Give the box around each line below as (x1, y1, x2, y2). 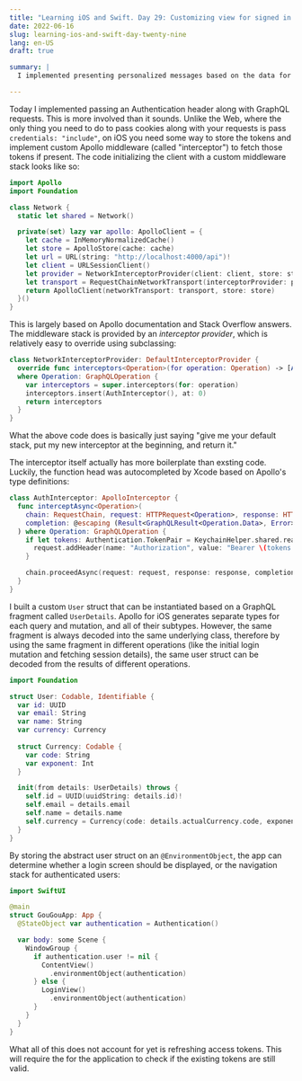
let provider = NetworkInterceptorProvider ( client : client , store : (25, 269, 283, 279)
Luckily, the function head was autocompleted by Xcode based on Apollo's (9, 466, 287, 477)
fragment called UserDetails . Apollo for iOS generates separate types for (9, 610, 280, 621)
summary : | (9, 63, 50, 72)
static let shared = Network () (17, 211, 135, 220)
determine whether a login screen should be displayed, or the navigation (9, 859, 278, 870)
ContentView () (41, 961, 94, 970)
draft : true (9, 47, 54, 56)
